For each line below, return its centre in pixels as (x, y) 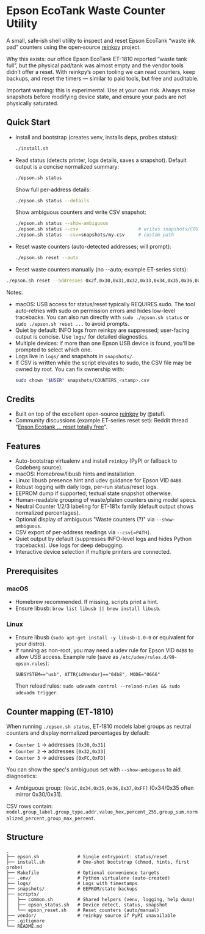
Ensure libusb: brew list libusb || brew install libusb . (88, 608)
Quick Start (28, 123)
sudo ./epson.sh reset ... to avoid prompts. (72, 323)
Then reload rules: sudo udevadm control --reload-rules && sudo (98, 686)
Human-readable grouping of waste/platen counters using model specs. (106, 500)
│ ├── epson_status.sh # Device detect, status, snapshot (87, 905)
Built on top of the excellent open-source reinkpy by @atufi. (90, 414)
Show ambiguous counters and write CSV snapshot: (81, 212)
